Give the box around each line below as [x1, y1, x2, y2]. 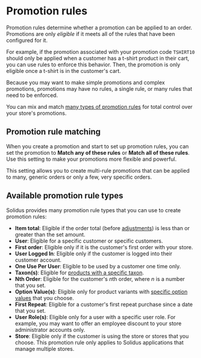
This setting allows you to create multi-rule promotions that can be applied [6, 167, 190, 174]
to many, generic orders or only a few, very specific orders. [6, 173, 153, 180]
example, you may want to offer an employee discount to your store [14, 320, 182, 327]
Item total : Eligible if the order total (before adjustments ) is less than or [14, 224, 190, 231]
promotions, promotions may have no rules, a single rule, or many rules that [6, 85, 193, 92]
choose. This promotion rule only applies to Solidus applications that [14, 339, 184, 346]
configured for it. [6, 36, 48, 44]
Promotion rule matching [6, 127, 100, 137]
